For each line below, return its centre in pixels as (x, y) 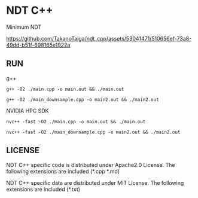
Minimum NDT (24, 27)
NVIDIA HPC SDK (28, 111)
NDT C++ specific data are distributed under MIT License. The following (95, 182)
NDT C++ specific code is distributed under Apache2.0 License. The (91, 165)
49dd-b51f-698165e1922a (38, 45)
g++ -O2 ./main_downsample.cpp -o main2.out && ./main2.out (83, 99)
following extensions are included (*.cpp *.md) (63, 171)
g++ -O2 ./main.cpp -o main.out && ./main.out (65, 89)
